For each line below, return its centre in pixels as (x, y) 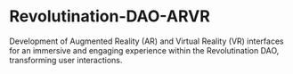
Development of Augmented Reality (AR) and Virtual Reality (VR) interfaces (146, 41)
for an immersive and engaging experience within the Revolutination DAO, (144, 50)
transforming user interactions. (66, 60)
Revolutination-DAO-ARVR (110, 16)
